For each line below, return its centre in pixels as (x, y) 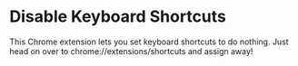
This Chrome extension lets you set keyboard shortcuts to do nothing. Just (149, 42)
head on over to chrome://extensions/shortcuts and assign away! (131, 51)
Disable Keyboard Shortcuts (118, 17)
